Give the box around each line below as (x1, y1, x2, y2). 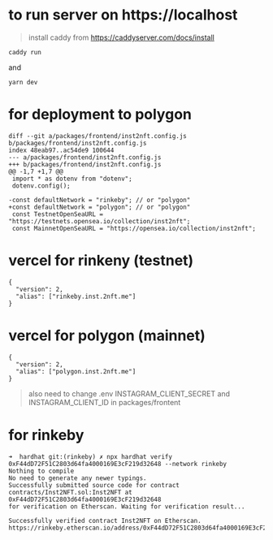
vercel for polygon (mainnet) (8, 326, 206, 344)
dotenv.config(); (11, 181, 71, 190)
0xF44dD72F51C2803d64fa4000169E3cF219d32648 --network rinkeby (8, 460, 227, 468)
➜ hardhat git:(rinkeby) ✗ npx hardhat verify (8, 452, 173, 460)
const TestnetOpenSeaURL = (11, 210, 104, 218)
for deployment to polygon (8, 106, 193, 123)
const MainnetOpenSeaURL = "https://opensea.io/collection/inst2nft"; (11, 224, 256, 232)
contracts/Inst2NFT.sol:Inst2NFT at (8, 488, 132, 496)
